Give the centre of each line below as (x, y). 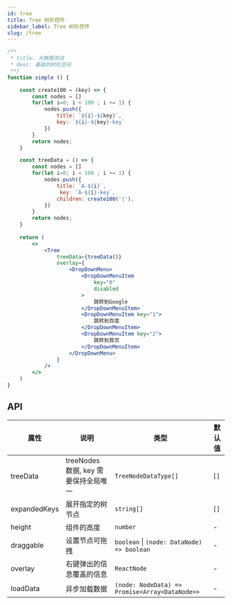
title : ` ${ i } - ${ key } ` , (89, 116)
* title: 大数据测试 (37, 58)
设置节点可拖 (86, 540)
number (126, 527)
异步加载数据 (86, 588)
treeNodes (83, 460)
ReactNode (131, 568)
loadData (25, 588)
